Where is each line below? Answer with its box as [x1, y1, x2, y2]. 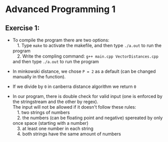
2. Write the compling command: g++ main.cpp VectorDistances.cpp [17, 53, 159, 59]
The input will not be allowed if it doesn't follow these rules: [12, 104, 136, 110]
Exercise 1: [5, 24, 40, 32]
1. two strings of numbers [17, 110, 70, 115]
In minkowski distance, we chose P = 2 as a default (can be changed [12, 68, 156, 74]
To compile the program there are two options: [12, 37, 109, 43]
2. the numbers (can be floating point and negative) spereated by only [17, 115, 163, 121]
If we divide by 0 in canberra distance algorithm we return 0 [12, 83, 136, 89]
